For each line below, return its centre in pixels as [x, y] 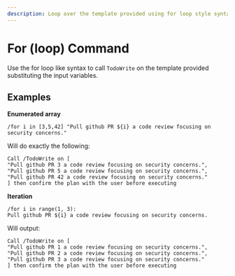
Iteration [20, 196]
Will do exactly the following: [49, 146]
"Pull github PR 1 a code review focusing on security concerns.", [108, 247]
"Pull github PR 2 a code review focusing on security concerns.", [108, 254]
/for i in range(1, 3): [42, 209]
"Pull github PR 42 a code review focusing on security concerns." [108, 177]
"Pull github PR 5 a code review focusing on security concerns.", [108, 171]
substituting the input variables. [53, 75]
